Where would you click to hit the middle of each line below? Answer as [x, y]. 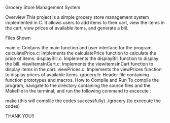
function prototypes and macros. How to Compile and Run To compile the [82, 80]
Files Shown [18, 38]
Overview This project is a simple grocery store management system [77, 17]
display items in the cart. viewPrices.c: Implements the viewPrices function [83, 69]
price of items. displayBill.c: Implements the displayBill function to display [82, 58]
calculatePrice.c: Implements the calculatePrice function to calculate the [81, 53]
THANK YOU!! [20, 116]
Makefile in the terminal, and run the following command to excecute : [78, 91]
